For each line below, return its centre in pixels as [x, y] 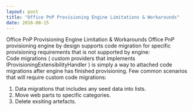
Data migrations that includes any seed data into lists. [80, 89]
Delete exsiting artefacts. [45, 102]
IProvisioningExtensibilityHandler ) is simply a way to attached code [89, 65]
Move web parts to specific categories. [63, 95]
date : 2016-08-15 [28, 23]
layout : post [22, 12]
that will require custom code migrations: [56, 77]
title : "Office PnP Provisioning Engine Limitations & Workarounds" [93, 17]
